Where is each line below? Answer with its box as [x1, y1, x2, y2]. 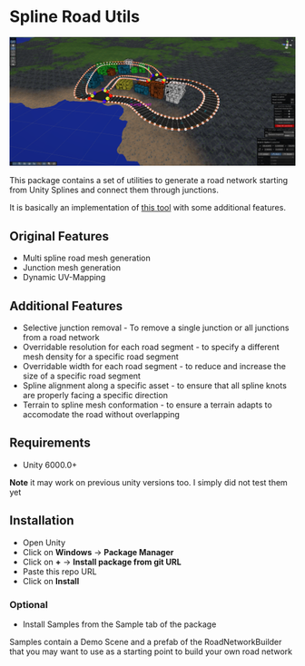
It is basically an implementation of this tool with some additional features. [9, 202, 286, 213]
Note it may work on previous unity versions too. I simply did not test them [9, 476, 288, 487]
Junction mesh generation [22, 262, 121, 273]
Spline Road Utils [9, 6, 141, 27]
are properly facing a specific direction [22, 389, 168, 400]
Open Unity [22, 537, 66, 548]
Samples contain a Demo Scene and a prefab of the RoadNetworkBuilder [9, 636, 282, 647]
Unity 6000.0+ [22, 459, 78, 470]
